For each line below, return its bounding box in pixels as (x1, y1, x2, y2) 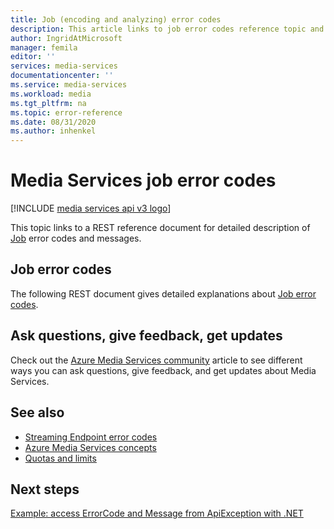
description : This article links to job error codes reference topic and (10, 24, 325, 34)
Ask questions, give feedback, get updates (10, 327, 283, 345)
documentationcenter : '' (10, 71, 114, 81)
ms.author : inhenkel (10, 126, 97, 136)
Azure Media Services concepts (24, 441, 157, 453)
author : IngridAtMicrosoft (10, 33, 123, 43)
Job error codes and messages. (10, 232, 142, 245)
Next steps (10, 481, 80, 498)
